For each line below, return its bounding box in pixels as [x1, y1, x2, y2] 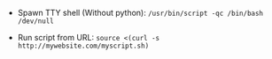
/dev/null [17, 17, 55, 26]
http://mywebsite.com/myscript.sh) [17, 41, 150, 50]
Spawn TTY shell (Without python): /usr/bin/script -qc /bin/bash [17, 8, 264, 18]
